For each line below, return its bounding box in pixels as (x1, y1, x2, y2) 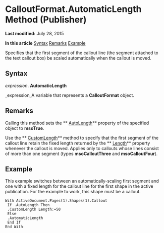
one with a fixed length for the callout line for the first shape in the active (5, 183, 154, 189)
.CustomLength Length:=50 (7, 207, 61, 212)
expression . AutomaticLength (5, 82, 67, 88)
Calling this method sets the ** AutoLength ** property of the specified (5, 120, 149, 126)
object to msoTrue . (5, 125, 45, 131)
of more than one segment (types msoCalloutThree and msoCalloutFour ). (5, 151, 158, 156)
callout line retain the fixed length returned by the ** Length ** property (5, 140, 150, 146)
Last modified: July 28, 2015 (5, 30, 64, 36)
